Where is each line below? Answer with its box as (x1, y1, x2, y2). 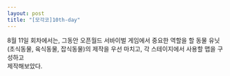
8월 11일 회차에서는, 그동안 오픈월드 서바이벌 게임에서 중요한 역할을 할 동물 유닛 (7, 36, 220, 45)
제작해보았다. (7, 62, 43, 70)
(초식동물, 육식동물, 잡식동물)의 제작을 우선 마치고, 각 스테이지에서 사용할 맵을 (7, 45, 216, 53)
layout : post (7, 10, 45, 17)
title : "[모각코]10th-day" (7, 16, 81, 23)
